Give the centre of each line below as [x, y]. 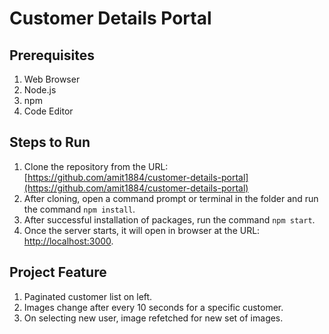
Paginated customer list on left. [88, 296]
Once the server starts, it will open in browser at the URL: [142, 230]
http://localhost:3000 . [68, 241]
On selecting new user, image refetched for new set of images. [153, 318]
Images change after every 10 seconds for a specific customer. [153, 307]
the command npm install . [79, 209]
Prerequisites [52, 55]
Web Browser [52, 79]
